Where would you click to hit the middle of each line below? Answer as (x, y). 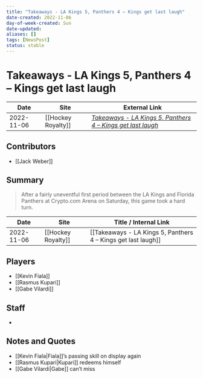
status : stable (25, 46)
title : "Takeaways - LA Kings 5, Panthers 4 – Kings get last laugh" (96, 12)
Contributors (31, 146)
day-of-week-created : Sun (39, 23)
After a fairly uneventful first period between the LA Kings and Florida (108, 194)
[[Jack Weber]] (34, 161)
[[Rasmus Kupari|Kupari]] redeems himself (68, 362)
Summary (25, 180)
